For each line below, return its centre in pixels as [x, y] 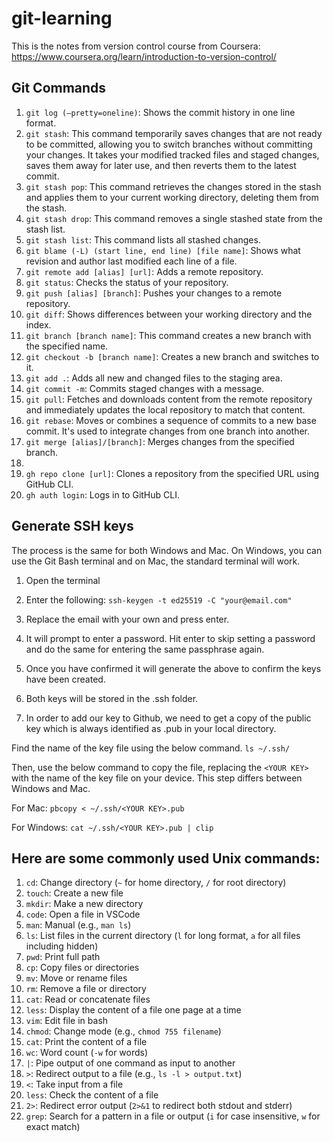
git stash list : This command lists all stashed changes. [143, 239]
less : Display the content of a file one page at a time [133, 1010]
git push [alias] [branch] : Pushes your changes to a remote [154, 293]
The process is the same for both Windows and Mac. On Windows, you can [167, 550]
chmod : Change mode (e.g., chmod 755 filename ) [123, 1031]
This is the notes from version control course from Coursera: [136, 46]
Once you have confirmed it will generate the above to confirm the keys [173, 668]
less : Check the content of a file [92, 1095]
